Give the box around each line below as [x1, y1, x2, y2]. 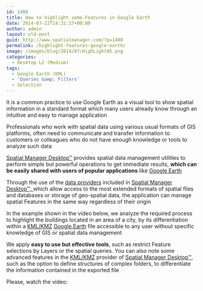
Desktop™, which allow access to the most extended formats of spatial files [6, 185, 194, 192]
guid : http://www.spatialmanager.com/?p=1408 [6, 37, 123, 43]
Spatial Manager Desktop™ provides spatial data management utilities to [6, 154, 186, 161]
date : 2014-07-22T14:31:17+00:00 [6, 20, 91, 26]
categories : [6, 54, 36, 60]
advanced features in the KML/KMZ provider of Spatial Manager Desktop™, [6, 253, 193, 261]
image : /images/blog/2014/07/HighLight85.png [6, 48, 123, 54]
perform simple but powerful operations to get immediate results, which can [6, 161, 197, 168]
